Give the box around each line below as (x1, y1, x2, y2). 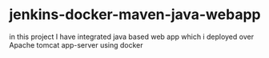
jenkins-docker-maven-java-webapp (9, 6, 261, 24)
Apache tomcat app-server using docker (9, 40, 143, 49)
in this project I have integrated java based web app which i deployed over (9, 32, 255, 41)
